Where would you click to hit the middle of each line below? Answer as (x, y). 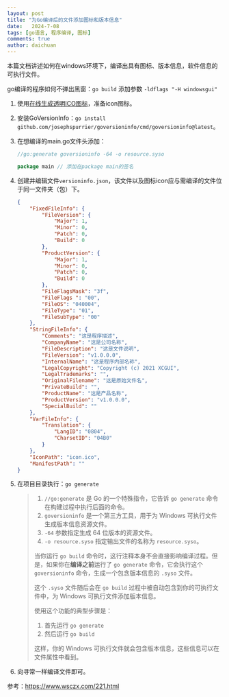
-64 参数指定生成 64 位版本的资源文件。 (100, 533)
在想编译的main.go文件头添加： (61, 141)
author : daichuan (32, 45)
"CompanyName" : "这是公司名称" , (85, 342)
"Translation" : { (66, 425)
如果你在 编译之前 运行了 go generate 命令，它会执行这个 (125, 565)
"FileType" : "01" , (68, 310)
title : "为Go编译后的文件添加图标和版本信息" (65, 20)
